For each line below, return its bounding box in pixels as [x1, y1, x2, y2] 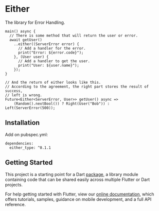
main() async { [5, 29, 36, 34]
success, [5, 88, 23, 93]
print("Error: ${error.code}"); [18, 50, 84, 55]
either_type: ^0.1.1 [9, 145, 51, 150]
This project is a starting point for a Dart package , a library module [5, 171, 139, 177]
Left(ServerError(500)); [5, 105, 55, 110]
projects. [5, 181, 23, 188]
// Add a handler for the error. [18, 46, 86, 51]
